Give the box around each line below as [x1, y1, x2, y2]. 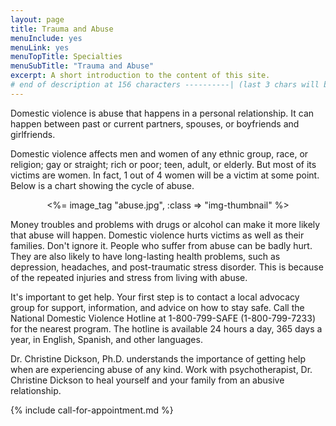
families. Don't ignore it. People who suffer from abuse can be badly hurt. [10, 239, 313, 251]
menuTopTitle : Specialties [10, 52, 123, 62]
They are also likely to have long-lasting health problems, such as [10, 250, 281, 262]
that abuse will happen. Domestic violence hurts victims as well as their [10, 229, 305, 241]
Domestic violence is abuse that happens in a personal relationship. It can [10, 107, 315, 119]
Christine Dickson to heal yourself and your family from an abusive [10, 374, 285, 386]
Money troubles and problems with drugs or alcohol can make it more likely [10, 218, 321, 230]
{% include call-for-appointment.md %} [10, 404, 174, 416]
